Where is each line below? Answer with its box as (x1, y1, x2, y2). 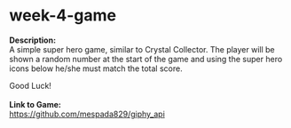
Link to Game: (9, 99, 62, 109)
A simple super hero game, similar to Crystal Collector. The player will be (9, 44, 275, 54)
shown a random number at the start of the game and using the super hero (9, 53, 283, 64)
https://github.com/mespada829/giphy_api (9, 108, 166, 119)
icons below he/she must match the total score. (9, 63, 184, 74)
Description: (9, 35, 56, 45)
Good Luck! (9, 80, 51, 91)
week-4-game (9, 5, 117, 26)
